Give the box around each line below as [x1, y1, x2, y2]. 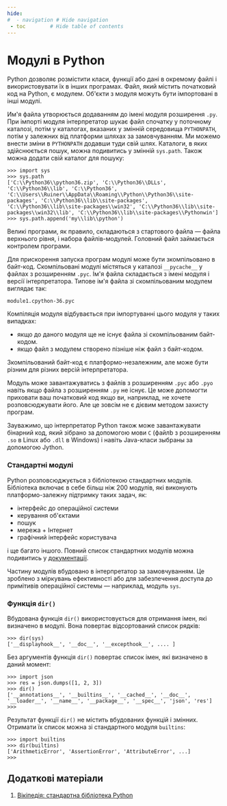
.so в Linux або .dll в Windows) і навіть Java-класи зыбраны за [7, 436, 193, 444]
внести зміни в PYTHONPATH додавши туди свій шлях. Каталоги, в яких [7, 139, 208, 148]
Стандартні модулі [7, 461, 74, 470]
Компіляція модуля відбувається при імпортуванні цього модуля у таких [7, 310, 220, 318]
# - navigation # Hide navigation [7, 16, 109, 23]
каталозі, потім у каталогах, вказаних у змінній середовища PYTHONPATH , [7, 125, 217, 133]
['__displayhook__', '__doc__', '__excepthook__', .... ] [7, 641, 176, 647]
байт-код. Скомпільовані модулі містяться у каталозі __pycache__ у [7, 262, 203, 271]
